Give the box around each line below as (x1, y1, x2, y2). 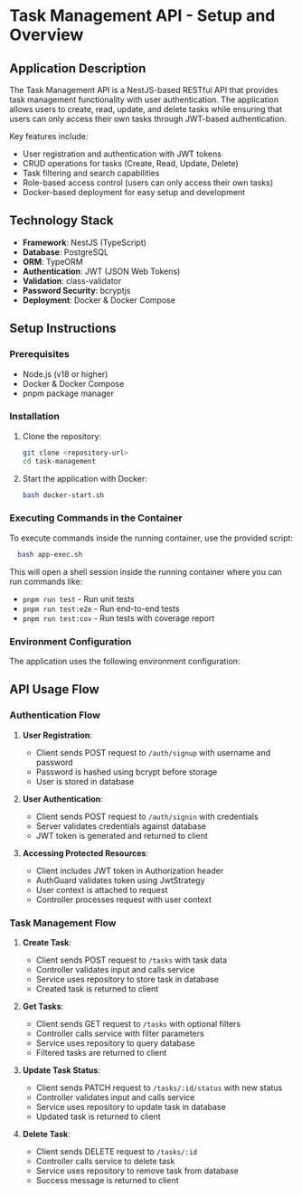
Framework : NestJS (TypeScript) (22, 237, 147, 248)
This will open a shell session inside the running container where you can (9, 566, 282, 577)
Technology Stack (9, 213, 114, 229)
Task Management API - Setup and (9, 5, 276, 26)
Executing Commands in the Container (9, 512, 183, 524)
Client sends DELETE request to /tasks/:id (35, 1145, 198, 1157)
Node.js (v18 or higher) (22, 368, 109, 380)
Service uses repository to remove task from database (35, 1165, 240, 1176)
